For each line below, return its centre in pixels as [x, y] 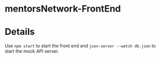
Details [20, 32]
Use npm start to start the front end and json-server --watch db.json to [80, 46]
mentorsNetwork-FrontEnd [63, 9]
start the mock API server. [32, 51]
